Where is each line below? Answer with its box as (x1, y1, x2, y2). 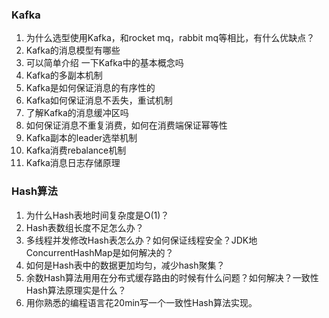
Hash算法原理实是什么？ (25, 284, 127, 296)
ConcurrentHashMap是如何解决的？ (25, 246, 174, 258)
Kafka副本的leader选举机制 (25, 132, 138, 144)
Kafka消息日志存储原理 (25, 157, 121, 169)
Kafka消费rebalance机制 (25, 144, 127, 157)
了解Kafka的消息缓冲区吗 (25, 107, 129, 119)
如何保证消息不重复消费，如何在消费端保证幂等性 (25, 119, 228, 132)
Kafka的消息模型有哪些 (25, 44, 121, 57)
